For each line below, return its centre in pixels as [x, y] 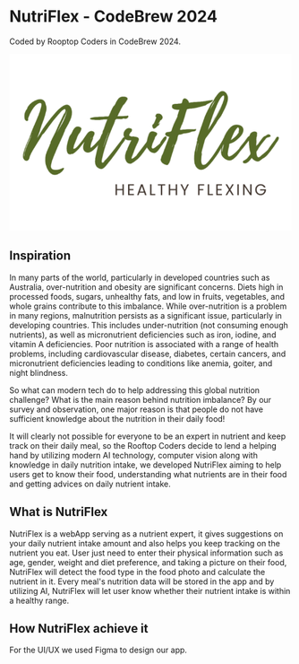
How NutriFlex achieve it [79, 629]
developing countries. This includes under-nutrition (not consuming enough [149, 325]
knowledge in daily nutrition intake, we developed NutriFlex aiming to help [145, 465]
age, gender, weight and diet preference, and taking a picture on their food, [148, 562]
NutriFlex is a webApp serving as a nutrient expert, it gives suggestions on [146, 533]
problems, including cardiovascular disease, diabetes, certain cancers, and [148, 354]
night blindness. [39, 372]
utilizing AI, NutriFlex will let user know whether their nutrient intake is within [150, 590]
